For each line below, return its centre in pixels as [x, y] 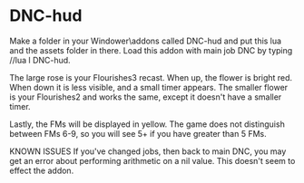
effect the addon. [42, 170]
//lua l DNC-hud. [40, 60]
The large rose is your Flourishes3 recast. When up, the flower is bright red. [151, 77]
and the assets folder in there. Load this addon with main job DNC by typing [151, 50]
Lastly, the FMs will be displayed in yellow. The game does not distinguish [147, 124]
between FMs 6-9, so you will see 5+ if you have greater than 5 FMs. [138, 133]
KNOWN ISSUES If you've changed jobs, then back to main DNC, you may [148, 151]
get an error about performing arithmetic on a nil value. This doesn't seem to [152, 160]
